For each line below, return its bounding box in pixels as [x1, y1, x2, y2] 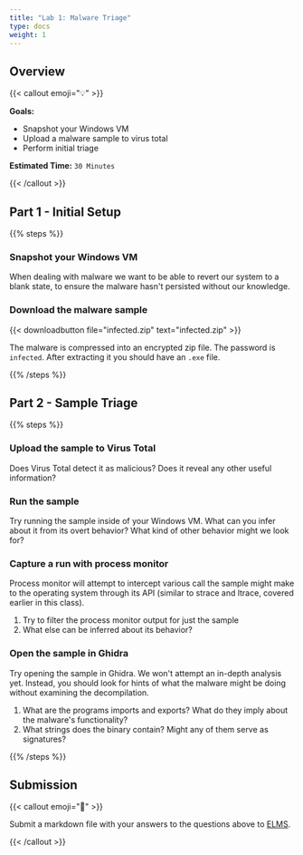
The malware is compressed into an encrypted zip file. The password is [9, 342, 276, 353]
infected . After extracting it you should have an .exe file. [9, 351, 221, 363]
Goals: [9, 106, 34, 117]
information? [9, 472, 57, 483]
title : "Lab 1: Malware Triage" [9, 13, 131, 23]
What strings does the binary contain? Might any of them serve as [22, 724, 269, 734]
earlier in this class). [9, 598, 85, 608]
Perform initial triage [22, 142, 99, 154]
